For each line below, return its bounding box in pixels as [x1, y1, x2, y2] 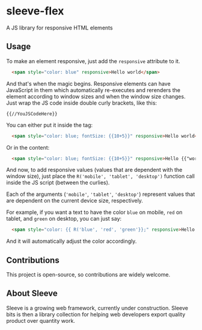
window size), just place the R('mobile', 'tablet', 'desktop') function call [6, 173, 195, 180]
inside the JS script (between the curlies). [6, 179, 110, 186]
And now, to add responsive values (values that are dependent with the [6, 167, 183, 174]
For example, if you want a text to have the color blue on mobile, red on [6, 209, 183, 216]
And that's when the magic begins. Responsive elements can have [6, 80, 171, 87]
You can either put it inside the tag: [6, 121, 93, 129]
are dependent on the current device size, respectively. [6, 197, 143, 204]
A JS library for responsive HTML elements [6, 24, 113, 31]
